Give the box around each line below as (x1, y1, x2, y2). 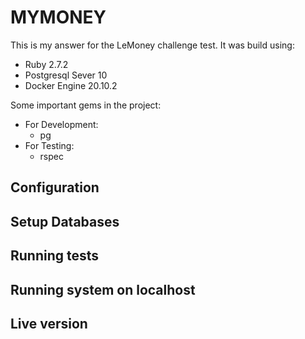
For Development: (24, 118, 99, 130)
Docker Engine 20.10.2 (24, 79, 118, 91)
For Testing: (24, 139, 75, 151)
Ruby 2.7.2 (24, 58, 69, 70)
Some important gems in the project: (10, 99, 162, 111)
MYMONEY (10, 6, 107, 29)
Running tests (10, 247, 100, 265)
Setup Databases (10, 213, 120, 230)
